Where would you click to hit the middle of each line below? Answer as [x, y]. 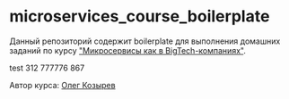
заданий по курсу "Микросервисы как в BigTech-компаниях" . [128, 50]
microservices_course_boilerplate [140, 16]
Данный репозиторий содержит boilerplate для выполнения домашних [145, 41]
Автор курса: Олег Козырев [62, 85]
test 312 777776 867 [47, 68]
